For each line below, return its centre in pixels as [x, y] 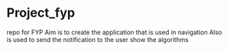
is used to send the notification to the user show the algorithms [98, 39]
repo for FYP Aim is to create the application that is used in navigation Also [114, 32]
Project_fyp [41, 13]
